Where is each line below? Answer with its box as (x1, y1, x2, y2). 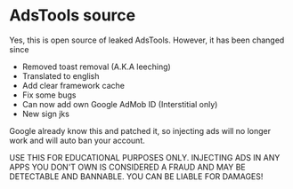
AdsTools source (9, 5, 136, 26)
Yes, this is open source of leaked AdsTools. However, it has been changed (9, 35, 285, 45)
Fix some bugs (21, 90, 77, 100)
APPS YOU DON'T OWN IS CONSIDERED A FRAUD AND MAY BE (9, 161, 247, 172)
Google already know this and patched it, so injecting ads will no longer (9, 125, 272, 136)
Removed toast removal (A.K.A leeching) (21, 61, 171, 72)
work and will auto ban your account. (9, 135, 145, 146)
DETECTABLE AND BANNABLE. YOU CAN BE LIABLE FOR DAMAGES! (9, 170, 264, 182)
